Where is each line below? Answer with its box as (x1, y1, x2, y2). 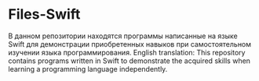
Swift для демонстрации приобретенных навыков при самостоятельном (8, 39, 252, 48)
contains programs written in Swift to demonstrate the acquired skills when (8, 56, 251, 65)
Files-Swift (8, 5, 81, 23)
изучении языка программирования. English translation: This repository (8, 48, 246, 57)
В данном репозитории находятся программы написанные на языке (8, 31, 238, 40)
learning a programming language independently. (8, 64, 168, 73)
